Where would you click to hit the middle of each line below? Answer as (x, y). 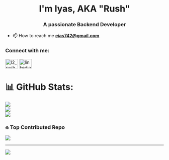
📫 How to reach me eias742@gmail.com (56, 36)
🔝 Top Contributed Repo (35, 127)
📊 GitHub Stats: (39, 87)
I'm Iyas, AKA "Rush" (84, 9)
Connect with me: (27, 51)
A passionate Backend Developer (84, 25)
